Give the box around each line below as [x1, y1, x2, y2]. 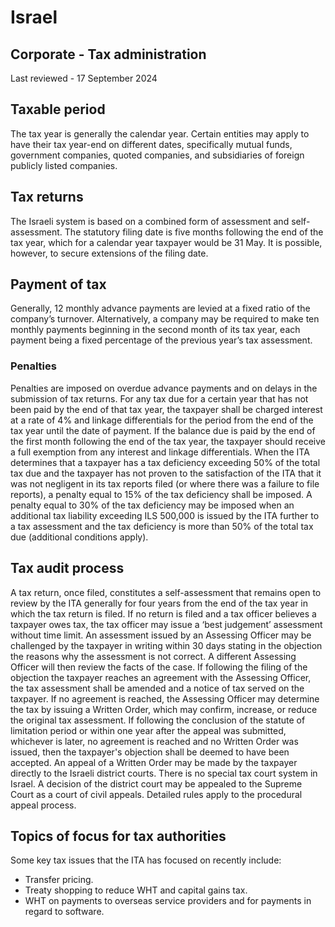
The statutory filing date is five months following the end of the [64, 226, 324, 238]
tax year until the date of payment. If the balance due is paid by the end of [10, 424, 316, 436]
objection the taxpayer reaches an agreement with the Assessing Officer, [10, 671, 312, 683]
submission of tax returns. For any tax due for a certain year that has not [10, 392, 309, 405]
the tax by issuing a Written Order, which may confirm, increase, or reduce [10, 703, 318, 715]
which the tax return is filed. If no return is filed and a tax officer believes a [10, 607, 317, 620]
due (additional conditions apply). [10, 531, 149, 543]
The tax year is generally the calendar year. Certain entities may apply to [10, 127, 310, 140]
